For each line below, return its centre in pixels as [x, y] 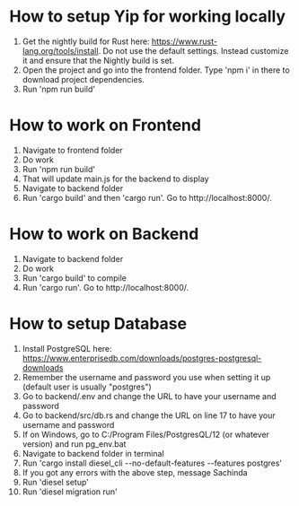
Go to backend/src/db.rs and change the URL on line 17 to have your [149, 415]
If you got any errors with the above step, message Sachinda [135, 472]
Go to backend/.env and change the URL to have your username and [149, 396]
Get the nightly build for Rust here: [86, 41]
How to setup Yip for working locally [147, 17]
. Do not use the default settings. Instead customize [193, 50]
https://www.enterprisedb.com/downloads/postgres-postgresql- [142, 358]
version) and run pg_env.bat [74, 444]
